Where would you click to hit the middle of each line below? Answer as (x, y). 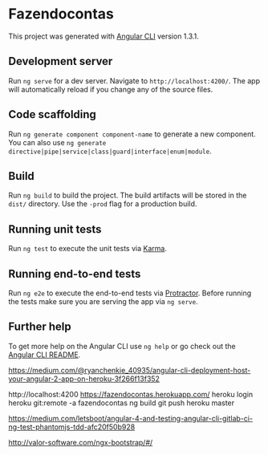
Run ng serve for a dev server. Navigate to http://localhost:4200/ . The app (134, 80)
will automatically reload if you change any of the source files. (111, 89)
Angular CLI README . (45, 355)
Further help (40, 327)
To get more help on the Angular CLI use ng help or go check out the (122, 346)
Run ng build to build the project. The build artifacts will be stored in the (128, 195)
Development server (61, 61)
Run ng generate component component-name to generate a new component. (132, 134)
